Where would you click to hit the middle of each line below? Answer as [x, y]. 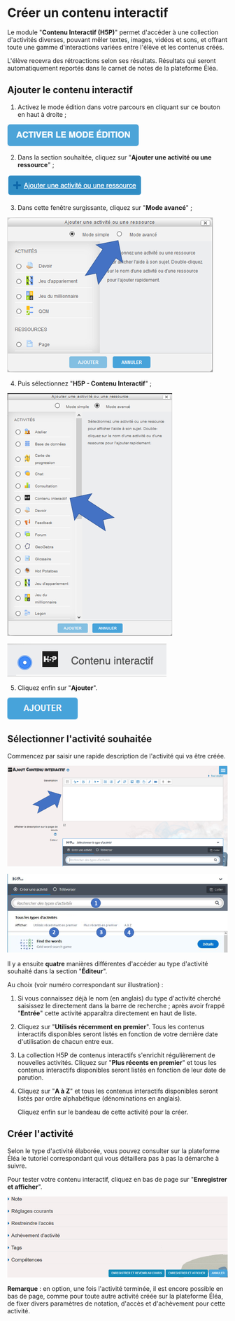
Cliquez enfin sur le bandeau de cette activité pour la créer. [103, 1112]
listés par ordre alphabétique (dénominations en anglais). [99, 1098]
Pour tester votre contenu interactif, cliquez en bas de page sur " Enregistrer [117, 1179]
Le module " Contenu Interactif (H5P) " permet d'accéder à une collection [113, 32]
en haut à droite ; [42, 114]
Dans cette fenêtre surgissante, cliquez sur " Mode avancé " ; [105, 207]
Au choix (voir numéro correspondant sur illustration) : [85, 984]
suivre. [17, 1166]
